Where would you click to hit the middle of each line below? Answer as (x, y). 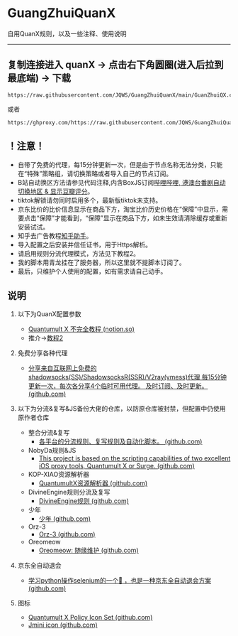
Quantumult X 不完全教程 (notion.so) (81, 329)
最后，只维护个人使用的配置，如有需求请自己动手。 (92, 271)
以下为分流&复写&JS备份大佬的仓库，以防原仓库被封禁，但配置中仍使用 (121, 409)
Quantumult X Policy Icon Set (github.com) (90, 618)
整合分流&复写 (49, 433)
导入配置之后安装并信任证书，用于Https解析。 (85, 244)
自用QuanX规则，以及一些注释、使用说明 (67, 33)
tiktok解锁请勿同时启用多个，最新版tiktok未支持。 (90, 200)
